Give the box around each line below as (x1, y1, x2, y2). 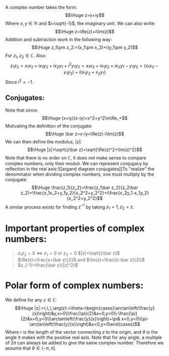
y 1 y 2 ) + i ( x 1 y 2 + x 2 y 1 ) (64, 69, 106, 76)
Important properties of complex (5, 223, 145, 234)
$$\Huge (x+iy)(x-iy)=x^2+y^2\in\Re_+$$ (42, 115, 128, 121)
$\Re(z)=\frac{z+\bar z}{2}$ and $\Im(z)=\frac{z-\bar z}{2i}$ (17, 257, 145, 263)
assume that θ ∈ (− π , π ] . (5, 345, 57, 351)
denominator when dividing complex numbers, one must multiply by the (5, 171, 154, 177)
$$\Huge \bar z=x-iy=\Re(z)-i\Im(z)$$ (45, 131, 125, 137)
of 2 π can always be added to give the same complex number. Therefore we (5, 339, 164, 345)
